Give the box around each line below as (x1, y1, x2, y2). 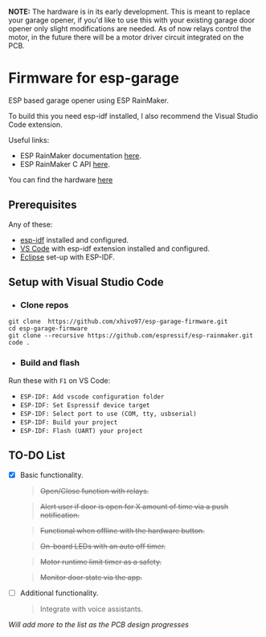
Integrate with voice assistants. (39, 604, 143, 614)
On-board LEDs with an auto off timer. (39, 541, 166, 551)
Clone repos (19, 300, 69, 311)
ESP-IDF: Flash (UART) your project (19, 427, 143, 435)
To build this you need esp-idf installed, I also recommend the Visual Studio (8, 111, 259, 120)
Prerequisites (8, 198, 77, 212)
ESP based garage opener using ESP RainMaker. (8, 96, 170, 105)
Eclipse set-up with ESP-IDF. (19, 252, 115, 262)
